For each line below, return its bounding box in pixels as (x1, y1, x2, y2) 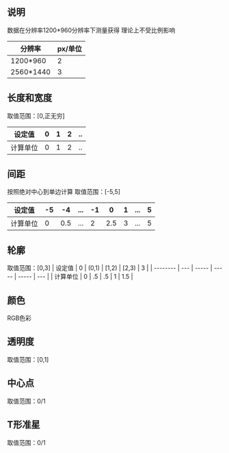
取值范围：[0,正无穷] (7, 112, 65, 120)
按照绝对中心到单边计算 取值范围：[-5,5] (7, 188, 121, 196)
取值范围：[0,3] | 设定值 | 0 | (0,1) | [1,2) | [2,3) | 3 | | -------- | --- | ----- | (7, 264, 213, 272)
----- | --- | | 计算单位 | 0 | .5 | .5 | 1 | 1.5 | (18, 273, 133, 281)
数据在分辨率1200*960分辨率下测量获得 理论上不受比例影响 (7, 26, 176, 34)
